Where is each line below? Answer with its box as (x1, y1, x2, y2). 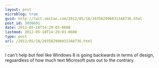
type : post (5, 34, 27, 39)
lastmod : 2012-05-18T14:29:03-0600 (5, 30, 77, 34)
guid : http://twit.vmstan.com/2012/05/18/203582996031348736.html (5, 16, 142, 21)
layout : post (5, 7, 32, 12)
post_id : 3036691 (5, 20, 40, 26)
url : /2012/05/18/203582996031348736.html (5, 39, 92, 44)
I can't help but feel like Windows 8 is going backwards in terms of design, (5, 52, 155, 58)
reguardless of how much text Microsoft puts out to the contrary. (5, 57, 135, 63)
